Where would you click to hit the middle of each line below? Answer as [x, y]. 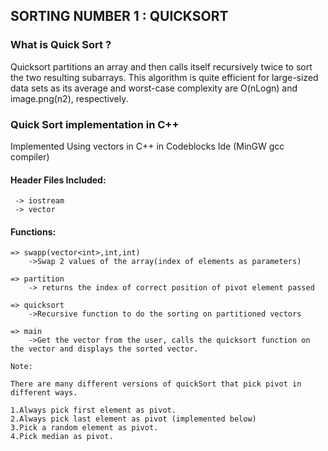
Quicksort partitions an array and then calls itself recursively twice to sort [161, 66]
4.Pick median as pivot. [62, 437]
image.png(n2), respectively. [69, 98]
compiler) [30, 156]
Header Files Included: [58, 180]
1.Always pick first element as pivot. [93, 410]
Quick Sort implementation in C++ [95, 124]
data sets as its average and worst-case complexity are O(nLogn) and [154, 88]
